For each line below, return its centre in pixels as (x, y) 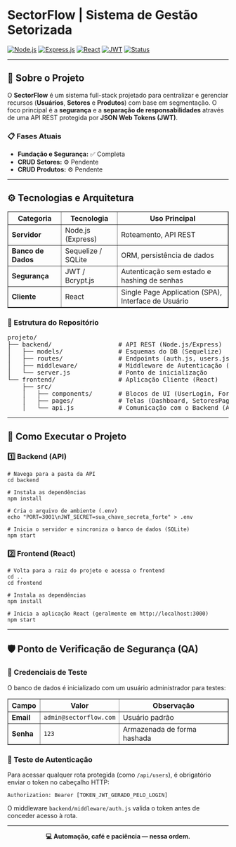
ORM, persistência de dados (167, 255)
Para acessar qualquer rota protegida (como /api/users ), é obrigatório (109, 775)
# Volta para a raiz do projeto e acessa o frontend (86, 571)
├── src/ (37, 387)
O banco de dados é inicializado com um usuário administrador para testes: (117, 687)
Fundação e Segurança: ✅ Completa (71, 154)
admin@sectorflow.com (79, 717)
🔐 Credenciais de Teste (47, 673)
